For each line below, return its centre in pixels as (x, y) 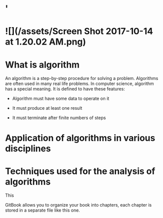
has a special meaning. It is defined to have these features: (65, 89)
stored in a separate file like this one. (42, 210)
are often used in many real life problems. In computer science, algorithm (80, 84)
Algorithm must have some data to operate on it (61, 99)
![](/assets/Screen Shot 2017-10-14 (79, 32)
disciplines (28, 148)
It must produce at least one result (47, 108)
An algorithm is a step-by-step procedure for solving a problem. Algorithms (82, 78)
